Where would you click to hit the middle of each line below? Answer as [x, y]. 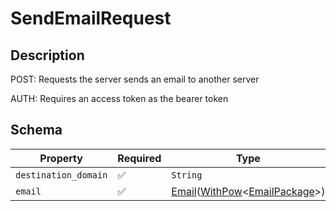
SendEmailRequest [91, 18]
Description [47, 55]
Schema [36, 130]
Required [139, 158]
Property [61, 158]
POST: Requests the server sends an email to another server [135, 79]
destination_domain [61, 175]
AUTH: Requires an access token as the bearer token [119, 98]
